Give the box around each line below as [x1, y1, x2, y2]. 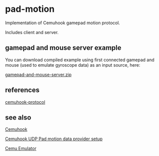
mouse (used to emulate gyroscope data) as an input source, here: [5, 62, 140, 68]
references [5, 86, 40, 94]
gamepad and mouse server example [5, 43, 122, 52]
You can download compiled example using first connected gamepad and [5, 57, 155, 63]
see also [5, 113, 32, 121]
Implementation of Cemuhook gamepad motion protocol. [5, 20, 120, 26]
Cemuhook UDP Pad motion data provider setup [5, 136, 103, 142]
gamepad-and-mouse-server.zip [5, 72, 72, 78]
